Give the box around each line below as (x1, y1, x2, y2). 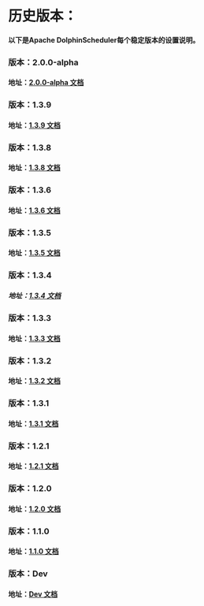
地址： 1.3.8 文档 (8, 163, 61, 173)
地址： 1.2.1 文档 (8, 462, 59, 471)
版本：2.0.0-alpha (8, 57, 79, 68)
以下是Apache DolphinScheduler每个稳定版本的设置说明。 (8, 35, 200, 44)
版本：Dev (8, 568, 49, 579)
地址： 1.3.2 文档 (8, 376, 61, 386)
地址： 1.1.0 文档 (8, 547, 59, 556)
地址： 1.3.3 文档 (8, 333, 61, 343)
